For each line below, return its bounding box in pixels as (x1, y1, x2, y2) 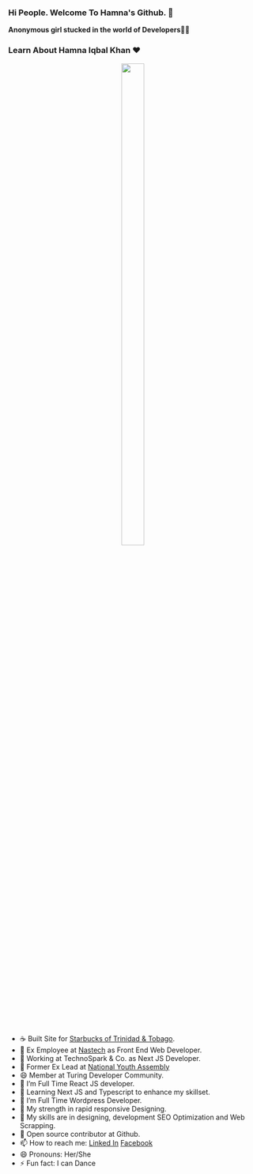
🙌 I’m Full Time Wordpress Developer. (19, 1095, 142, 1105)
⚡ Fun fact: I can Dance (19, 1158, 96, 1168)
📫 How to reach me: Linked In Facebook (19, 1138, 153, 1147)
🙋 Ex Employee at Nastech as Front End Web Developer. (19, 1045, 202, 1055)
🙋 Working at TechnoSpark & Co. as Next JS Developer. (19, 1053, 202, 1063)
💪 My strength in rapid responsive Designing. (19, 1104, 167, 1113)
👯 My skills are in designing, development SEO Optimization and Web (19, 1112, 245, 1122)
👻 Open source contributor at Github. (19, 1129, 141, 1138)
